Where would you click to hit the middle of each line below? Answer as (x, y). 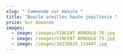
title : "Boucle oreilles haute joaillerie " (62, 17)
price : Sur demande (30, 22)
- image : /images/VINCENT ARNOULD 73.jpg (63, 38)
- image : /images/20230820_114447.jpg (59, 44)
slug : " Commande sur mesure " (45, 11)
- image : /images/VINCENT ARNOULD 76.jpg (63, 33)
